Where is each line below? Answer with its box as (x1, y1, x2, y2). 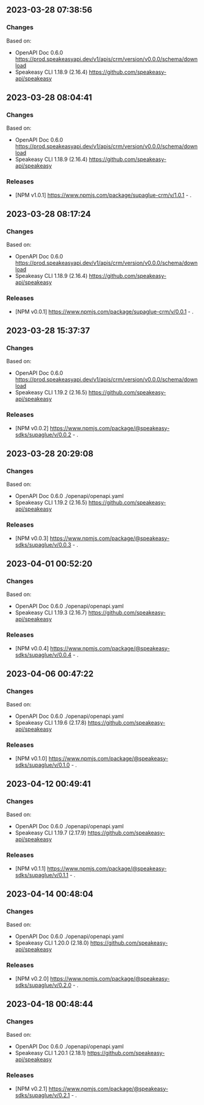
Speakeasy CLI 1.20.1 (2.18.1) (15, 1050, 86, 1057)
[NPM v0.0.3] (15, 535, 49, 542)
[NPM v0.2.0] (15, 975, 49, 982)
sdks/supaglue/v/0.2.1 (15, 1091, 70, 1099)
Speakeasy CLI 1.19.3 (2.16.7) (15, 609, 87, 616)
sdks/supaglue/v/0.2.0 (15, 981, 72, 989)
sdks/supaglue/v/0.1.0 (15, 761, 70, 769)
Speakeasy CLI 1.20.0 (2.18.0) (15, 939, 89, 947)
